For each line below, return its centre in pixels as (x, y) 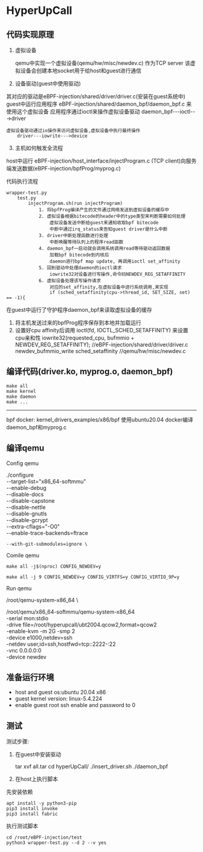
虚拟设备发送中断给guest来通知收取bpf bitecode (104, 223)
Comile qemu (23, 555)
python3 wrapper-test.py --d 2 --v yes (56, 843)
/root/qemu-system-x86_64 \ (42, 600)
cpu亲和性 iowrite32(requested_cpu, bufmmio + (75, 338)
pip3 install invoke (32, 809)
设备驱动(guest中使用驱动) (48, 83)
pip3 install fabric (32, 814)
